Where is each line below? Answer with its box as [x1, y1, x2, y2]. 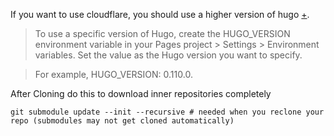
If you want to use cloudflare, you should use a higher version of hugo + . [10, 9, 310, 20]
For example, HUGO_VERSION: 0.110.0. [34, 69, 193, 80]
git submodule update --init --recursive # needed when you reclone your [10, 107, 325, 117]
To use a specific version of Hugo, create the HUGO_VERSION [34, 28, 291, 39]
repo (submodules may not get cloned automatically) [10, 116, 235, 126]
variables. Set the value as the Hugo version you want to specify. [34, 49, 303, 61]
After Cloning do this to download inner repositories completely [10, 88, 272, 99]
